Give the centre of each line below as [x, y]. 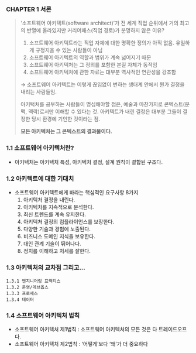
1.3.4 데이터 [20, 300]
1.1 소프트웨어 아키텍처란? [40, 148]
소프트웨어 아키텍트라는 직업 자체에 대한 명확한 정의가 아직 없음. [102, 43]
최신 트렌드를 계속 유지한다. [54, 214]
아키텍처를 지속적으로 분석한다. [59, 207]
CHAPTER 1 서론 [29, 9]
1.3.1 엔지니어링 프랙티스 [33, 281]
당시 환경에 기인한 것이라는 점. [66, 119]
